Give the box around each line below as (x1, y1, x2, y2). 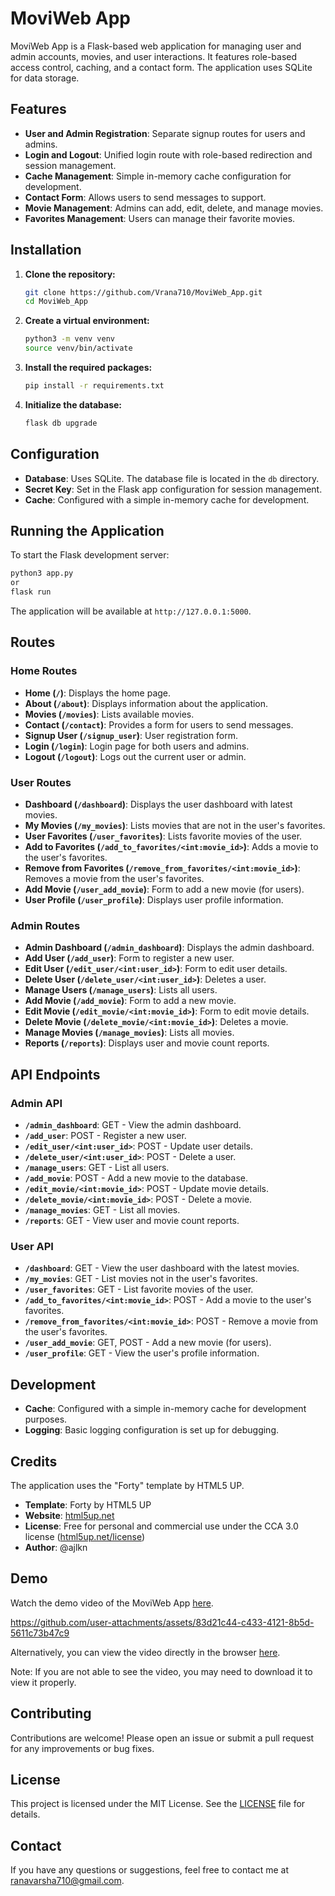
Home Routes (10, 664, 78, 678)
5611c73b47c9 (10, 1627, 70, 1639)
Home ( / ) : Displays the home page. (24, 687, 172, 699)
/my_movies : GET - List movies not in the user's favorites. (24, 1273, 258, 1285)
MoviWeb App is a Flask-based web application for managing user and (10, 40, 302, 52)
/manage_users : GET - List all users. (24, 1162, 170, 1174)
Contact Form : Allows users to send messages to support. (24, 191, 267, 203)
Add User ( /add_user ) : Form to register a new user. (24, 952, 235, 964)
